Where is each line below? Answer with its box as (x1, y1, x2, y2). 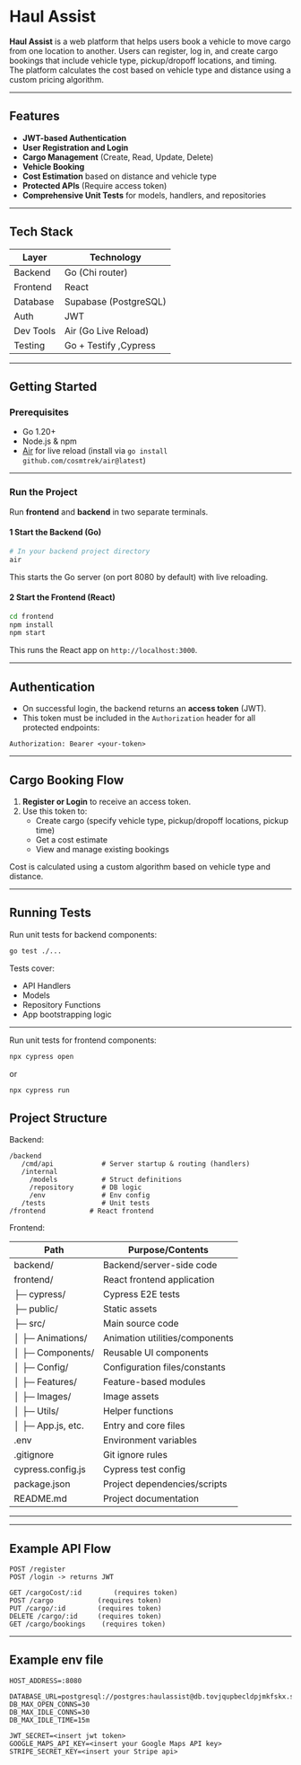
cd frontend (9, 612, 54, 621)
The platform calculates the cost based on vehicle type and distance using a (9, 65, 291, 75)
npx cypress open (9, 1052, 74, 1061)
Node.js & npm (21, 436, 78, 446)
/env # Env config (29, 1191, 150, 1200)
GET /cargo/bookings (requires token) (9, 1619, 167, 1629)
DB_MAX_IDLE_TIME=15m (9, 1716, 90, 1725)
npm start (9, 629, 47, 638)
